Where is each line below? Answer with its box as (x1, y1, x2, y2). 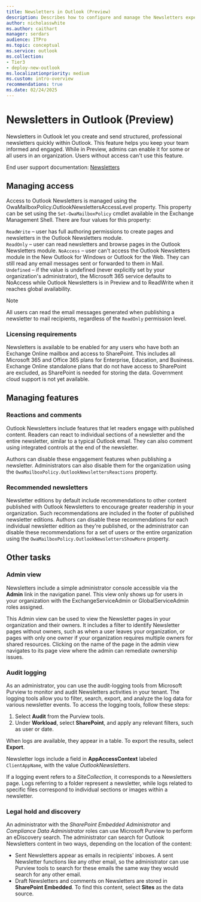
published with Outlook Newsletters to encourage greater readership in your (6, 503, 194, 510)
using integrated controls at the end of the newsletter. (6, 443, 139, 451)
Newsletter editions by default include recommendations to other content (6, 496, 187, 504)
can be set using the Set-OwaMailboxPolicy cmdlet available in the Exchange (6, 210, 194, 217)
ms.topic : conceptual (6, 43, 60, 49)
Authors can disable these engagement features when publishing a (6, 455, 172, 463)
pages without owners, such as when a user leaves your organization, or (6, 627, 185, 635)
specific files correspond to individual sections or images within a (6, 785, 168, 793)
